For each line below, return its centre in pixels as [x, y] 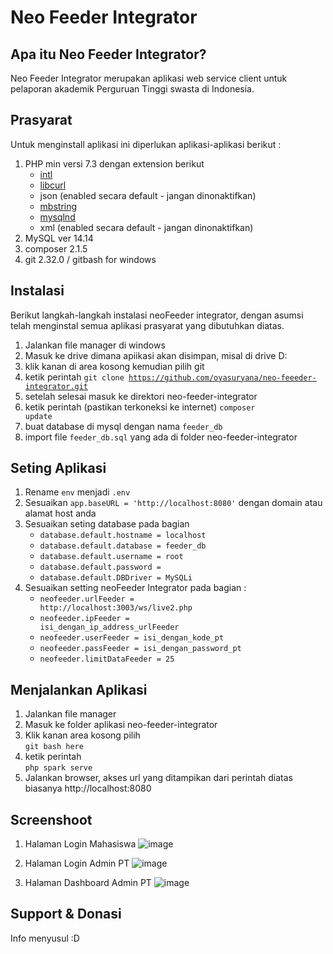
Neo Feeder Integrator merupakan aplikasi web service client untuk [149, 78]
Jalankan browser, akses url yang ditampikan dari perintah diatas [158, 778]
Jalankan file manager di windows [95, 345]
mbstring [58, 206]
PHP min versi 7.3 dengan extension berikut [114, 163]
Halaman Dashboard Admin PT [88, 883]
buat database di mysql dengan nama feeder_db [123, 426]
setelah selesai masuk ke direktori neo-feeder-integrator [141, 396]
